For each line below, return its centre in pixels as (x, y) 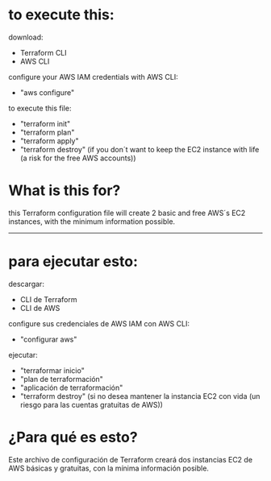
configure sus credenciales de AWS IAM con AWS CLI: (99, 323)
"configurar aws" (48, 339)
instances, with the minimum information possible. (92, 221)
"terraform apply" (49, 141)
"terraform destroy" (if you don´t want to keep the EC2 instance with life (140, 149)
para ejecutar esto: (73, 261)
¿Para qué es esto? (73, 437)
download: (26, 37)
